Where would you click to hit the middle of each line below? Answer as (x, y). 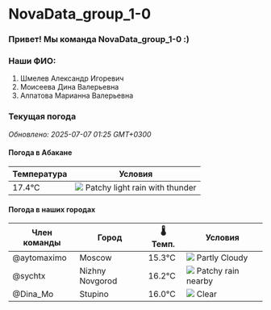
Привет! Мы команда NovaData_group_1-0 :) (99, 40)
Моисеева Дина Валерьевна (69, 87)
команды (42, 242)
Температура (40, 174)
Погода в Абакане (40, 153)
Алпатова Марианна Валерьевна (77, 96)
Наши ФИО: (32, 61)
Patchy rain (218, 271)
